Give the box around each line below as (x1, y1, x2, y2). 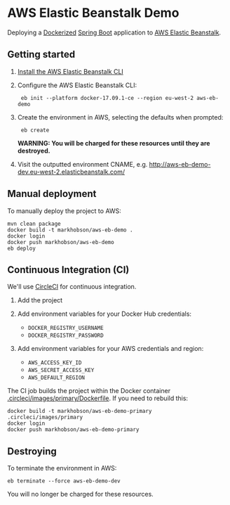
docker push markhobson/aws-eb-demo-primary (7, 426, 140, 433)
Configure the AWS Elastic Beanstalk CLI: (17, 81, 137, 89)
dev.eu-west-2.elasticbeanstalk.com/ (17, 167, 125, 176)
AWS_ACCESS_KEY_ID (27, 359, 82, 366)
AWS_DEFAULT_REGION (27, 374, 86, 381)
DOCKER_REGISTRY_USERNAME (27, 325, 104, 332)
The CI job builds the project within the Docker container (7, 387, 170, 395)
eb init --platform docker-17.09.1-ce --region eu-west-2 (20, 94, 194, 101)
